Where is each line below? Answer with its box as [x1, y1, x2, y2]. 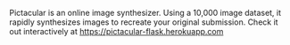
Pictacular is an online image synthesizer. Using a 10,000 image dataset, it [9, 8, 282, 18]
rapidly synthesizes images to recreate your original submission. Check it [9, 17, 278, 27]
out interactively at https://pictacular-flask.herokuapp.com [9, 26, 224, 36]
